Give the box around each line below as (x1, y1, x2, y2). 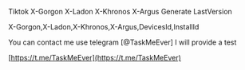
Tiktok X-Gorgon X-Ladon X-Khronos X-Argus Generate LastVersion (8, 7, 233, 16)
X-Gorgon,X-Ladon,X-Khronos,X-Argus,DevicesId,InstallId (8, 22, 200, 31)
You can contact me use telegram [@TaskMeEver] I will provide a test (8, 37, 237, 47)
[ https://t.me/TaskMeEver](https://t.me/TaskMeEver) (8, 53, 182, 62)
